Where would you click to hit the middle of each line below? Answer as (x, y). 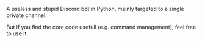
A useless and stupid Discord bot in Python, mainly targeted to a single (95, 9)
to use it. (17, 33)
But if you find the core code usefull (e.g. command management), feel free (101, 27)
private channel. (27, 15)
